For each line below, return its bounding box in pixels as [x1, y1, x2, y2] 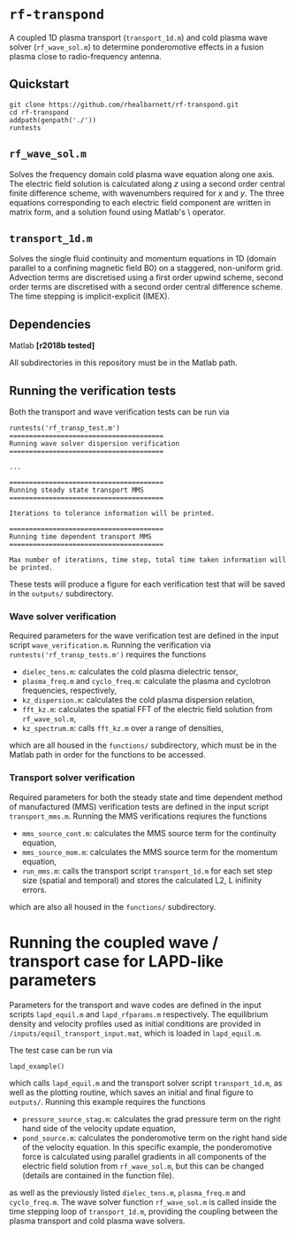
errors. [21, 884, 47, 895]
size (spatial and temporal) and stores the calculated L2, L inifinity [21, 874, 262, 885]
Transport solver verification [9, 772, 135, 784]
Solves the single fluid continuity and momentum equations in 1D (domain [9, 253, 277, 264]
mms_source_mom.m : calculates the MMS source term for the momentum [21, 846, 278, 857]
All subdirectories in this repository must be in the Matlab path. [9, 357, 239, 369]
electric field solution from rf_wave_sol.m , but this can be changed [21, 1161, 264, 1171]
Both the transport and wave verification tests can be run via [9, 407, 230, 417]
